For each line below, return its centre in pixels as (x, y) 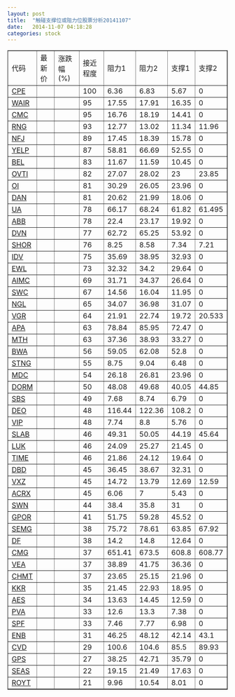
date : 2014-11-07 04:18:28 (50, 27)
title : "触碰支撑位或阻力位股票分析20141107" (69, 20)
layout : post (26, 14)
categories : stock (34, 33)
